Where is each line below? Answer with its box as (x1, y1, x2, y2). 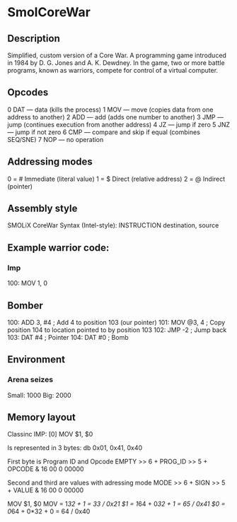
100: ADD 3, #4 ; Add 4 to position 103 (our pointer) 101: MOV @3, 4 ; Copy (7, 318, 226, 326)
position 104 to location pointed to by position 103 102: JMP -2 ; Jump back (7, 326, 227, 334)
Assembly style (7, 203, 78, 215)
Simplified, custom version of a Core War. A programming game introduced (7, 51, 226, 59)
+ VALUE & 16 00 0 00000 (7, 486, 84, 494)
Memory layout (7, 411, 76, 424)
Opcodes (7, 86, 49, 99)
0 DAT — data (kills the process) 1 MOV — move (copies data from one (7, 105, 214, 114)
